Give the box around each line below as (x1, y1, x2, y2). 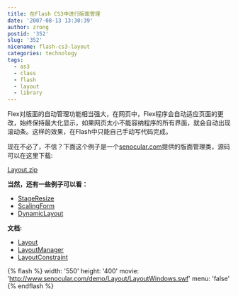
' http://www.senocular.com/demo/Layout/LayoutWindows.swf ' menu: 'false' (7, 274, 230, 283)
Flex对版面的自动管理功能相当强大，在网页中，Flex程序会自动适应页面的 (7, 110, 218, 118)
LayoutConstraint (17, 253, 69, 262)
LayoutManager (17, 246, 64, 254)
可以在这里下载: (7, 152, 53, 160)
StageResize (17, 194, 55, 203)
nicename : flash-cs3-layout (7, 43, 91, 50)
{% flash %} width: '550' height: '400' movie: (7, 267, 140, 275)
